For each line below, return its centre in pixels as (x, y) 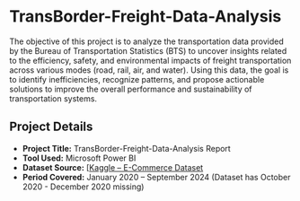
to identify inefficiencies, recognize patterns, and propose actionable (137, 79)
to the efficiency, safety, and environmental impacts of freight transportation (150, 60)
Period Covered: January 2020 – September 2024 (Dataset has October (156, 177)
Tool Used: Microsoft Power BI (79, 158)
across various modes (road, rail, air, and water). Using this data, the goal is (149, 70)
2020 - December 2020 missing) (83, 187)
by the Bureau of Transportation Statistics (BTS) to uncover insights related (148, 50)
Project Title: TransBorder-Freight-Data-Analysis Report (126, 148)
